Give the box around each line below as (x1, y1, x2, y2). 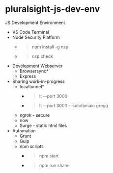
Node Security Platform (12, 34, 60, 40)
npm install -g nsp (31, 44, 69, 49)
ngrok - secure (19, 112, 50, 118)
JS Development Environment (5, 20, 65, 25)
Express (19, 73, 36, 79)
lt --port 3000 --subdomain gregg (39, 102, 109, 108)
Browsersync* (19, 68, 49, 74)
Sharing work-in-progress (12, 78, 65, 84)
